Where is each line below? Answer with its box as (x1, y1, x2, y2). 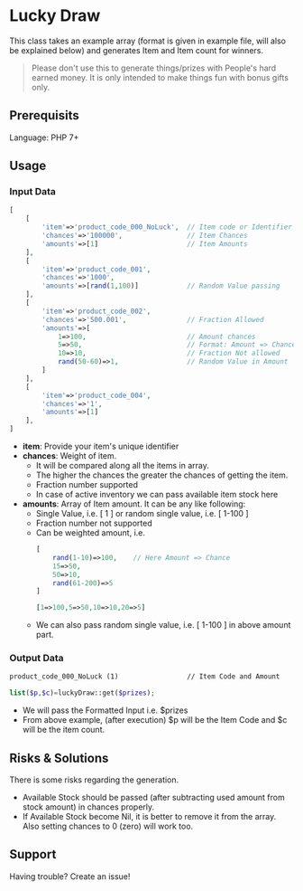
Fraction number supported (35, 479, 138, 490)
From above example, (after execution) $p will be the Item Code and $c (22, 715, 288, 725)
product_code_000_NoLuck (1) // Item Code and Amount (9, 672, 280, 681)
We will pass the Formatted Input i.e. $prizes (22, 705, 188, 716)
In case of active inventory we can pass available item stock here (35, 489, 279, 500)
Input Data (9, 185, 57, 198)
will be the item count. (22, 725, 106, 735)
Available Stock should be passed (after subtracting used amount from (22, 792, 286, 803)
